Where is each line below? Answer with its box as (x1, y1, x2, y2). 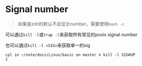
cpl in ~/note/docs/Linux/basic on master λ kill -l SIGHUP (5, 52, 136, 57)
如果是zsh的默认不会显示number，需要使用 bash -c (17, 21, 125, 27)
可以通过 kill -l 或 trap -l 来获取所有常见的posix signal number (5, 31, 138, 37)
